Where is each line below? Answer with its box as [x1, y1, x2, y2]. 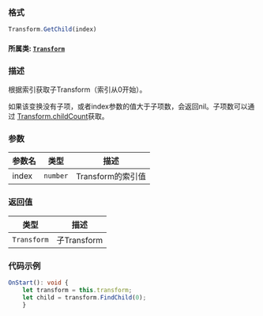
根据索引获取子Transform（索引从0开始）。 [8, 85, 147, 94]
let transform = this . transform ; [22, 286, 133, 294]
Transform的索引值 [76, 171, 146, 182]
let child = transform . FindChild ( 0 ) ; [22, 293, 147, 302]
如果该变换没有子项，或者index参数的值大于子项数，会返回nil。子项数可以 [8, 101, 248, 112]
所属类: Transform [8, 44, 66, 53]
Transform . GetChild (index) [8, 25, 97, 33]
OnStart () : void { [8, 279, 69, 287]
